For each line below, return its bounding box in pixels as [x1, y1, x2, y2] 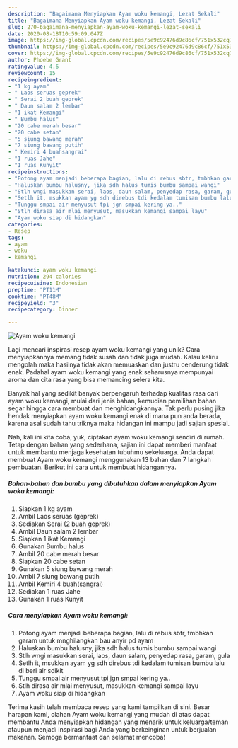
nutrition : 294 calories [8, 273, 81, 280]
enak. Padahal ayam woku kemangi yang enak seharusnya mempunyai [8, 368, 214, 376]
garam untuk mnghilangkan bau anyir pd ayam [18, 636, 154, 645]
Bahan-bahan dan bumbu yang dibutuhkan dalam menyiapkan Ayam [8, 479, 218, 488]
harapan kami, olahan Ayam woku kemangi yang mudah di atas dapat [8, 710, 210, 719]
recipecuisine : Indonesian [8, 280, 88, 287]
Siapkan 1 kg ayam [18, 505, 73, 513]
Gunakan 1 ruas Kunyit [18, 595, 83, 604]
